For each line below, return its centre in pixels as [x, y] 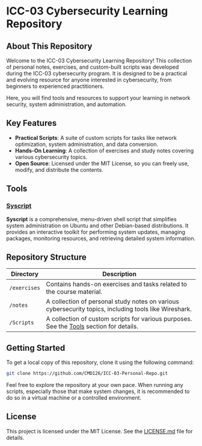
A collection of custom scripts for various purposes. [119, 319]
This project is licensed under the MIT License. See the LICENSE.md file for [99, 431]
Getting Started [36, 348]
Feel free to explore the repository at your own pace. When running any [95, 385]
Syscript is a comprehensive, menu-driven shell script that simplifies [92, 219]
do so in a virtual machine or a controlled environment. [74, 398]
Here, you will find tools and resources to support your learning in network [98, 98]
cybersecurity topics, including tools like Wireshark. [119, 309]
